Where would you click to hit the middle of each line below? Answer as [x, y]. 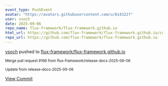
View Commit [19, 79]
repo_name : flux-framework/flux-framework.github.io [61, 28]
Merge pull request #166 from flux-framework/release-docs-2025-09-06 [68, 61]
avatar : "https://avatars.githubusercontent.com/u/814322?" [69, 14]
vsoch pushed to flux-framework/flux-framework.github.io [65, 51]
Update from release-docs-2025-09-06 [39, 69]
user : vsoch [17, 19]
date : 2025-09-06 [23, 24]
